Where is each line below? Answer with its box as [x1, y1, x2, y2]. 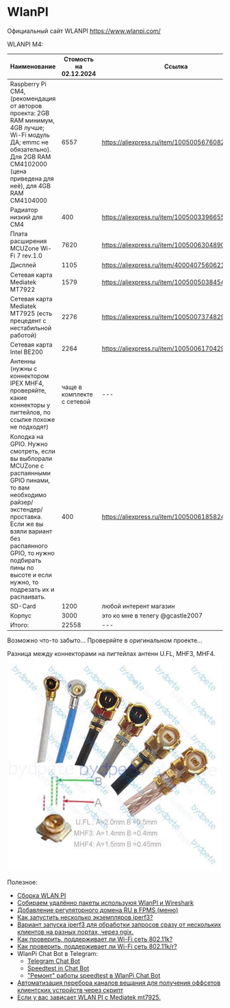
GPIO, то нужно [10, 549, 55, 557]
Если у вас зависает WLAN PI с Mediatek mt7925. [16, 993, 161, 1001]
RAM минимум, [10, 116, 55, 124]
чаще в [61, 383, 82, 391]
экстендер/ [10, 505, 43, 514]
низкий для [10, 213, 43, 221]
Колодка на [10, 432, 44, 440]
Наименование [10, 62, 56, 71]
